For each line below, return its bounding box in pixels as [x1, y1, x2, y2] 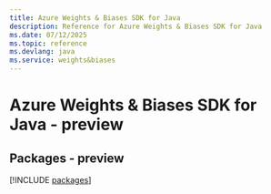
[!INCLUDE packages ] [9, 175, 92, 185]
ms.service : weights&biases [9, 56, 116, 65]
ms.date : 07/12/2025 [9, 30, 88, 39]
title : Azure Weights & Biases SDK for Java [9, 13, 181, 23]
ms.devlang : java [9, 47, 75, 56]
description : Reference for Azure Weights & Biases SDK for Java [9, 22, 262, 31]
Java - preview [9, 115, 125, 135]
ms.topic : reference [9, 38, 88, 48]
